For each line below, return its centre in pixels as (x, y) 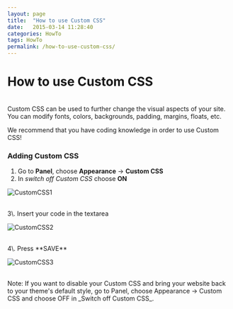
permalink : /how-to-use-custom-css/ (61, 47)
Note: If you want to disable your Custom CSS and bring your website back (117, 284)
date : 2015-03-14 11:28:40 (50, 27)
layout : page (27, 14)
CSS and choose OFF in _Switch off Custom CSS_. (81, 298)
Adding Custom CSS (43, 156)
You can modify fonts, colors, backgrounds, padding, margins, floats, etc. (114, 116)
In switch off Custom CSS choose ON (72, 179)
